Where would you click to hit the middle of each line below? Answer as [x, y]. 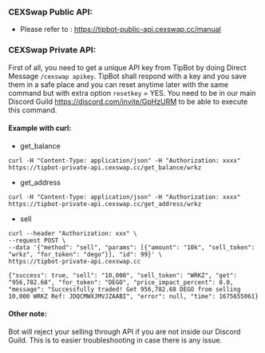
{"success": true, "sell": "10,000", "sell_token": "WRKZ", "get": [123, 275]
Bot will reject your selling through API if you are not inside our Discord [125, 331]
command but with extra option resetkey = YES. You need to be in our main [132, 93]
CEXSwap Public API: [51, 12]
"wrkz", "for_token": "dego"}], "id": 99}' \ [85, 254]
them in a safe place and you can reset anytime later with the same [119, 84]
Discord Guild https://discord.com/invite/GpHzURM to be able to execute [128, 101]
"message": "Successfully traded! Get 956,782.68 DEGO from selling [125, 289]
